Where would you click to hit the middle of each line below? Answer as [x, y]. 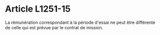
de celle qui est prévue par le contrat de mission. [54, 27]
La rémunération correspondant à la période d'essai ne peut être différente [80, 22]
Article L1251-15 [38, 9]
